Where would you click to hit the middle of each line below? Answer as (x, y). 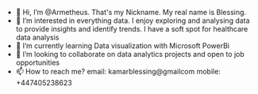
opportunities (38, 62)
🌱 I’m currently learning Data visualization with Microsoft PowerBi (123, 46)
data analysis (37, 37)
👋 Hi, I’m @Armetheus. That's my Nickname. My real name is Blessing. (131, 12)
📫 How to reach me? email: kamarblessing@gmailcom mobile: (118, 71)
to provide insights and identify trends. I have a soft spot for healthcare (132, 29)
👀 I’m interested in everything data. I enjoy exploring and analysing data (133, 21)
